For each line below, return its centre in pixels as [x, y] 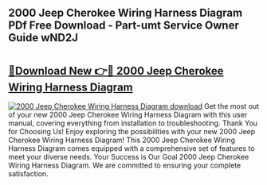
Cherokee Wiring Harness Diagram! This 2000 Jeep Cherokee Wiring [122, 140]
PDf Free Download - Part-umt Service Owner [124, 26]
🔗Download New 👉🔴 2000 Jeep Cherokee [116, 71]
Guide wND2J [43, 38]
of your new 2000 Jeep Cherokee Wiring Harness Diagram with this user [128, 115]
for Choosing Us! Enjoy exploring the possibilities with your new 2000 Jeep [132, 131]
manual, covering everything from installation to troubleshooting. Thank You [133, 123]
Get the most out [232, 106]
